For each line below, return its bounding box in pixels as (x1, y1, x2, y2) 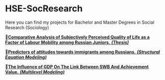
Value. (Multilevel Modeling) (5, 69, 65, 75)
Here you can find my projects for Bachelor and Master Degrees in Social (5, 19, 155, 25)
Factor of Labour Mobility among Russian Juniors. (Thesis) (5, 39, 129, 45)
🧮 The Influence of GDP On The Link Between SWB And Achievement (5, 64, 149, 70)
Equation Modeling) (5, 54, 47, 60)
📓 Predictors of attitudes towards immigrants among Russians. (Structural (5, 49, 160, 55)
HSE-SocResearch (5, 3, 83, 14)
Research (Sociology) (5, 24, 50, 30)
